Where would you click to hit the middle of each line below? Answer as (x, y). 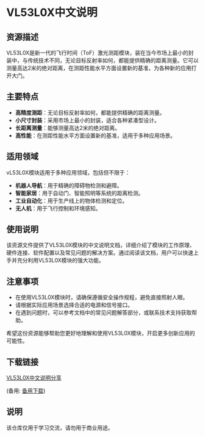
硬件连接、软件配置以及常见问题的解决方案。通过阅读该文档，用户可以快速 (100, 253)
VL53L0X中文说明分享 (34, 378)
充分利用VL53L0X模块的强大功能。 (61, 261)
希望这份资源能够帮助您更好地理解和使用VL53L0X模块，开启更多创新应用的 (101, 333)
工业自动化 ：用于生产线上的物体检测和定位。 (71, 200)
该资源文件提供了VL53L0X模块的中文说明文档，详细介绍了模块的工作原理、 (101, 245)
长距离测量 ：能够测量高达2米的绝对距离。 (68, 128)
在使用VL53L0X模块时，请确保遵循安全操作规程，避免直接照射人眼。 (102, 297)
